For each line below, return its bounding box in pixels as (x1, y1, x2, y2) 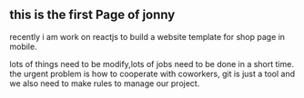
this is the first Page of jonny (9, 7, 176, 23)
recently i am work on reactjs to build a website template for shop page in (9, 31, 285, 42)
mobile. (9, 41, 38, 52)
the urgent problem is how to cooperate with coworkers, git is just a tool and (9, 68, 296, 79)
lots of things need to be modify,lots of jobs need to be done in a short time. (9, 58, 294, 69)
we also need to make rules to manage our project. (9, 77, 200, 89)
